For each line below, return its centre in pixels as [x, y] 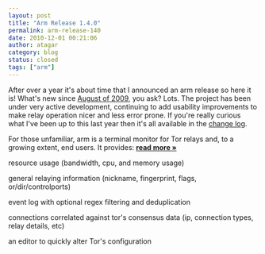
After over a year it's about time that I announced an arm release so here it [130, 90]
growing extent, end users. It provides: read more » [92, 147]
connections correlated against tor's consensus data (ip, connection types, [131, 217]
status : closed [33, 60]
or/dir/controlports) [40, 187]
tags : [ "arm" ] [32, 67]
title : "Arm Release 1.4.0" [55, 23]
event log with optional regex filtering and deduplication [99, 202]
